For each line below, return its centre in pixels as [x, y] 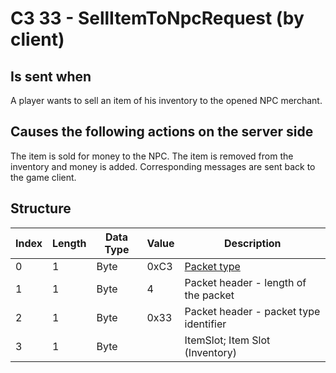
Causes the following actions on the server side [162, 132]
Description [253, 243]
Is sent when [51, 76]
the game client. [43, 177]
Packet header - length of [245, 282]
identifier [205, 324]
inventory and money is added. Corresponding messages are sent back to [163, 166]
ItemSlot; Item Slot [227, 340]
